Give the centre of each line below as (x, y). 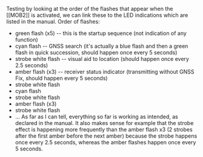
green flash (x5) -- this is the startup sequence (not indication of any (101, 33)
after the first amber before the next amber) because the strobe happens (106, 136)
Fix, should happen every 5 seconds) (61, 78)
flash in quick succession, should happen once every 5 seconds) (96, 53)
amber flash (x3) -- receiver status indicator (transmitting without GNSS (105, 72)
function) (26, 40)
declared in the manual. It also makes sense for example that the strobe (104, 123)
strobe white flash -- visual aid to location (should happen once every (102, 59)
